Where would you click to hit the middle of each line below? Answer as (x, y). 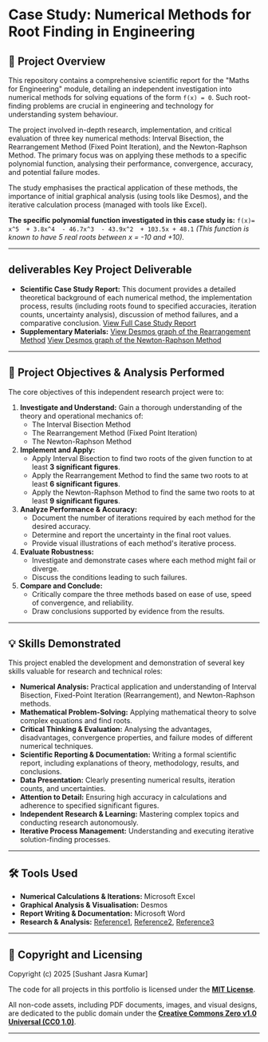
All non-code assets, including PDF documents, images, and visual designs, (133, 1005)
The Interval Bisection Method (81, 424)
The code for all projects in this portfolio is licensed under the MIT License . (132, 989)
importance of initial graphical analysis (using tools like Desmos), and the (128, 196)
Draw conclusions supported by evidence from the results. (128, 611)
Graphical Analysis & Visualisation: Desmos (94, 905)
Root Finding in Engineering (102, 32)
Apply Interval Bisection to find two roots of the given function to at (142, 458)
